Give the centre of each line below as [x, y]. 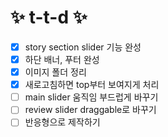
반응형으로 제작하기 [62, 122]
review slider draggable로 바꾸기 [90, 110]
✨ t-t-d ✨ [49, 17]
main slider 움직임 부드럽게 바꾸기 [91, 97]
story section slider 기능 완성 [83, 47]
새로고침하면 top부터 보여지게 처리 [92, 85]
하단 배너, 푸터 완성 [62, 59]
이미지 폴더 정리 [55, 72]
